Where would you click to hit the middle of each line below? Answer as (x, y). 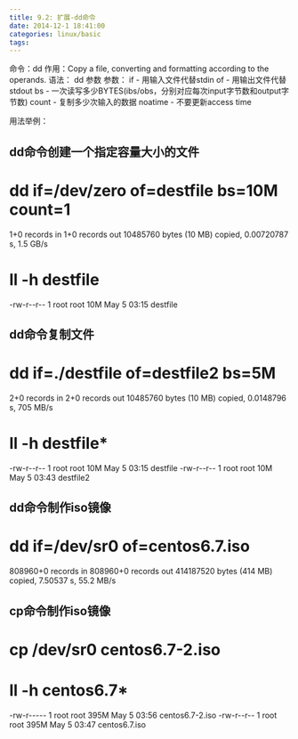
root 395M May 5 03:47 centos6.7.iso (78, 724)
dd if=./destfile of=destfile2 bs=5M (143, 374)
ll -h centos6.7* (69, 690)
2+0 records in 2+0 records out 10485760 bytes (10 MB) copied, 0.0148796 (148, 398)
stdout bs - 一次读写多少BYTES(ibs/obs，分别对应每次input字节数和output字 (149, 91)
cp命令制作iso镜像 (60, 611)
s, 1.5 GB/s (29, 244)
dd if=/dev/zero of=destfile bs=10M (144, 190)
